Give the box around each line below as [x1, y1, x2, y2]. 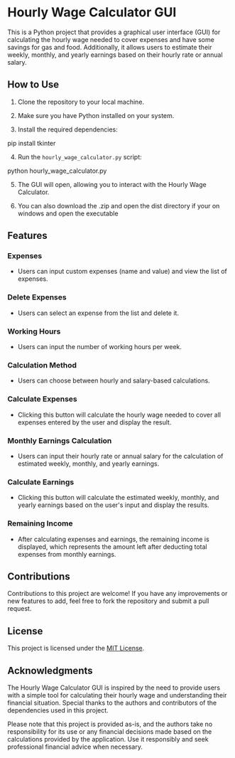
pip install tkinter [7, 139, 56, 147]
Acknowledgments [7, 664, 94, 676]
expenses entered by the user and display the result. [17, 417, 172, 427]
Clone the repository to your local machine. [17, 97, 144, 106]
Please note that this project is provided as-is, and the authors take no [7, 720, 213, 728]
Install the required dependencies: [17, 125, 119, 134]
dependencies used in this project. [7, 705, 109, 715]
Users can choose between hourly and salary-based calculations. [17, 376, 211, 385]
